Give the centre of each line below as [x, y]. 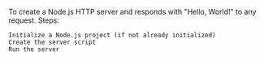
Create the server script [52, 42]
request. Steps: [34, 20]
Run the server [34, 49]
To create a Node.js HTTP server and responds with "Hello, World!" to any [132, 12]
